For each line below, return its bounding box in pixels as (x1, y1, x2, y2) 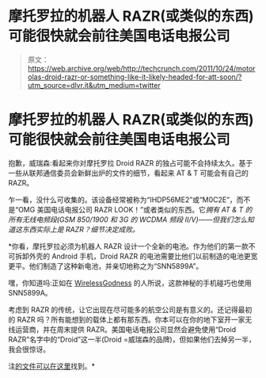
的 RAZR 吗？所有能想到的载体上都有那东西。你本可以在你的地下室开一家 (8, 315, 245, 324)
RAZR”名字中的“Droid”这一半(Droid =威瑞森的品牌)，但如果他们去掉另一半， (8, 334, 256, 344)
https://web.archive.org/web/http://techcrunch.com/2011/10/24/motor (27, 63, 256, 73)
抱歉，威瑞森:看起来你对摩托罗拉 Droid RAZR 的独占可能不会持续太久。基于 (8, 158, 253, 167)
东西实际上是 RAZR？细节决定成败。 (21, 224, 140, 234)
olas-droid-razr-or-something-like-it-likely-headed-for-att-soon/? (27, 72, 242, 82)
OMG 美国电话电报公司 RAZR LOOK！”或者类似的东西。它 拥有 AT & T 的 (18, 204, 253, 214)
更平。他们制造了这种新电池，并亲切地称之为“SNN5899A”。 (8, 261, 203, 270)
